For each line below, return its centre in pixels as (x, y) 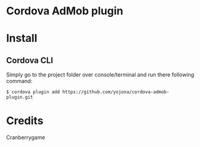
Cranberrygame (26, 137)
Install (22, 39)
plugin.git (20, 97)
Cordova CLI (30, 60)
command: (19, 81)
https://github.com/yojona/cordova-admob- (116, 92)
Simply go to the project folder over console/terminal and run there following (100, 75)
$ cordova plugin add (33, 92)
